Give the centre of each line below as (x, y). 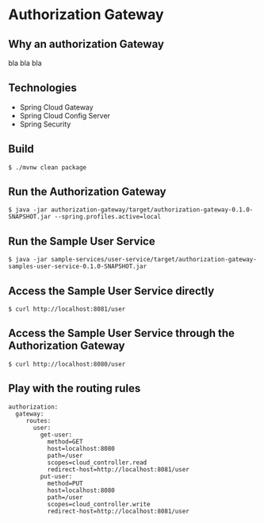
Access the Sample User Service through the (122, 333)
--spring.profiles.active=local (107, 217)
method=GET (65, 442)
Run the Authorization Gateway (87, 192)
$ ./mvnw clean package (48, 167)
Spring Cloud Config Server (65, 115)
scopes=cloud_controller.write (99, 504)
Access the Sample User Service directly (111, 291)
